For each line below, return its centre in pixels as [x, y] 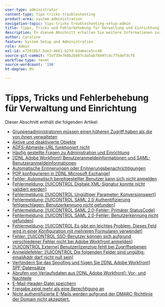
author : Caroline [23, 37]
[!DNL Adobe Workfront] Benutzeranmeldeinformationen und [74, 158]
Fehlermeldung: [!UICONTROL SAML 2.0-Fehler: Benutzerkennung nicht [85, 215]
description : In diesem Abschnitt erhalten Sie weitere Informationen [79, 33]
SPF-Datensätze [29, 268]
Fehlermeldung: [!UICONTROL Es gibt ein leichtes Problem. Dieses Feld [84, 226]
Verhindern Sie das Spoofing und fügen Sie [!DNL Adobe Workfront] [81, 262]
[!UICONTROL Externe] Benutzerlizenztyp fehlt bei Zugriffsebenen [79, 246]
